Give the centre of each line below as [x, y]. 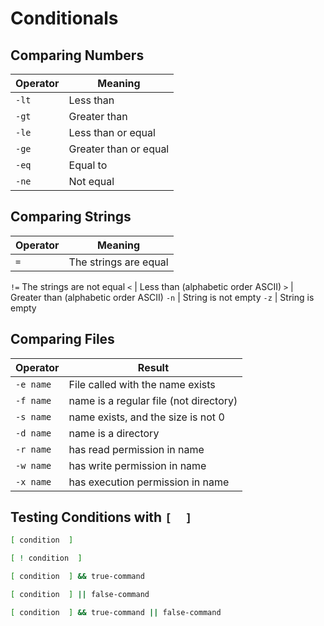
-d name [33, 433]
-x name [33, 481]
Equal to [88, 165]
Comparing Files [62, 339]
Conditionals [64, 18]
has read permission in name [136, 449]
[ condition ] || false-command [80, 595]
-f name [33, 400]
